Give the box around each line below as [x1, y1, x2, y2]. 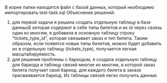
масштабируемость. [12, 51, 56, 57]
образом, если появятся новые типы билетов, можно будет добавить [12, 40, 162, 46]
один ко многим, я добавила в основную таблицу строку [12, 30, 135, 35]
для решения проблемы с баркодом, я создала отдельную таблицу [12, 56, 157, 62]
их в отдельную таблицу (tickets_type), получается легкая [12, 46, 137, 51]
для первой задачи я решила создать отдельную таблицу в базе [12, 19, 151, 25]
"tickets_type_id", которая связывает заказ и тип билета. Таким [12, 35, 148, 41]
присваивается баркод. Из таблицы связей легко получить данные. [12, 72, 158, 78]
